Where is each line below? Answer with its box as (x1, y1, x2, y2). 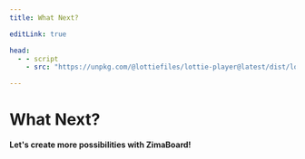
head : (9, 46, 30, 55)
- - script (17, 54, 59, 63)
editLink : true (9, 29, 67, 39)
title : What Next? (9, 13, 79, 23)
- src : (25, 62, 51, 72)
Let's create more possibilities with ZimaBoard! (9, 139, 192, 150)
